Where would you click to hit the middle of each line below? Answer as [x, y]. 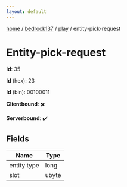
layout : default [26, 12]
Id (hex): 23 [20, 80]
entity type [24, 166]
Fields [18, 139]
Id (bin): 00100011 [28, 92]
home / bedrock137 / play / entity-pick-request [63, 28]
